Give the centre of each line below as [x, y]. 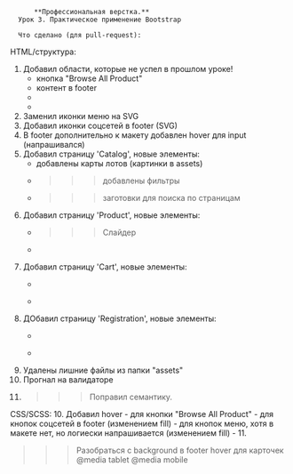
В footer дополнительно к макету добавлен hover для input [135, 135]
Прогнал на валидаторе [68, 380]
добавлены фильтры [141, 181]
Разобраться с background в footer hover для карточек [180, 450]
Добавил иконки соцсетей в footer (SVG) [100, 125]
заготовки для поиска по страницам [171, 198]
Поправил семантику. [131, 397]
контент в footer [66, 88]
